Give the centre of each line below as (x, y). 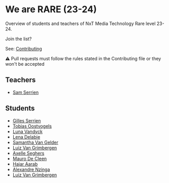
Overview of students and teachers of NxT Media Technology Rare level (80, 23)
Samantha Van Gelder (35, 142)
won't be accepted (25, 64)
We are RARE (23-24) (51, 9)
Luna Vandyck (28, 132)
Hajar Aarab (25, 164)
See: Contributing (24, 48)
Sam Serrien (26, 92)
